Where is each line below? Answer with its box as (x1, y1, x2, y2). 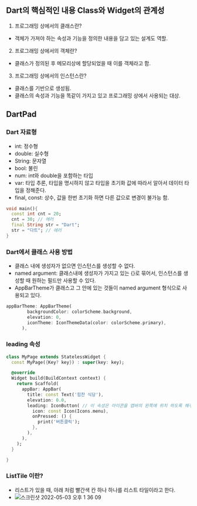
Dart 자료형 (6, 128, 37, 136)
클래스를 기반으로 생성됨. (14, 85, 72, 92)
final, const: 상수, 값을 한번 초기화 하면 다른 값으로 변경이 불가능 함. (14, 194, 169, 201)
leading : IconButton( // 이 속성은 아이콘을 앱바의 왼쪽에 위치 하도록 (27, 403, 182, 409)
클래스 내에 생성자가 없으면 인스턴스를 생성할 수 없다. (14, 262, 135, 269)
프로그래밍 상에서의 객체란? (14, 47, 77, 54)
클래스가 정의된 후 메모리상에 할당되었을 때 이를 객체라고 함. (14, 59, 151, 66)
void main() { (6, 205, 38, 211)
